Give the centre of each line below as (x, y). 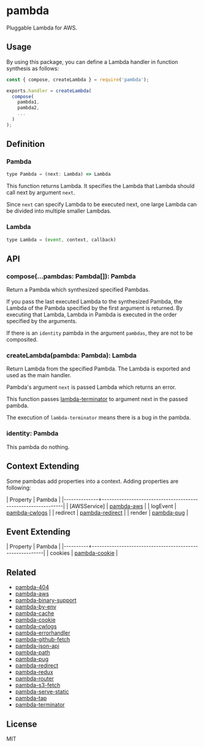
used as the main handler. (39, 375)
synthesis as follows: (33, 68)
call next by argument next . (41, 193)
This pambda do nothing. (38, 447)
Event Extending (38, 532)
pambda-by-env (36, 607)
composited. (22, 340)
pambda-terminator (40, 705)
